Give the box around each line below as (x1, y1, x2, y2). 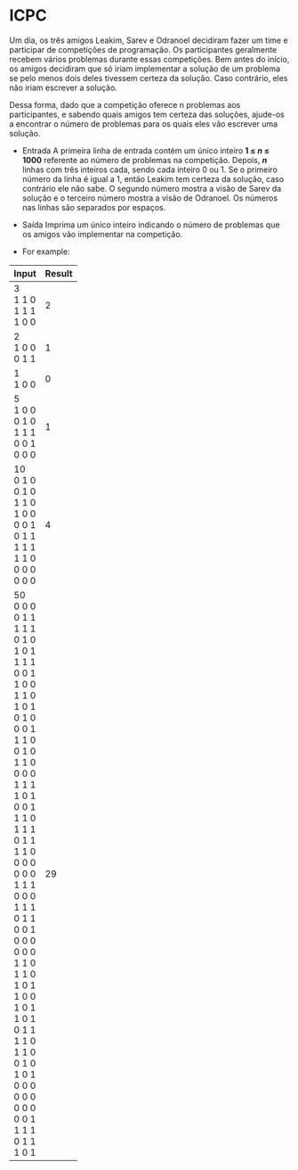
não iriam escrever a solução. (9, 82, 117, 93)
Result (44, 267, 73, 279)
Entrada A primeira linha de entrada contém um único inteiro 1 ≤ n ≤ (21, 144, 270, 156)
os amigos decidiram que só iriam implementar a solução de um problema (9, 63, 281, 74)
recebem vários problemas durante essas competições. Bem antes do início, (9, 54, 290, 64)
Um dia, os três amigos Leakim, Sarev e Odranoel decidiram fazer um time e (9, 35, 288, 45)
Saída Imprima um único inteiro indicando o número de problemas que (21, 219, 280, 230)
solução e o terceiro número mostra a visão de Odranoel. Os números (21, 193, 278, 203)
